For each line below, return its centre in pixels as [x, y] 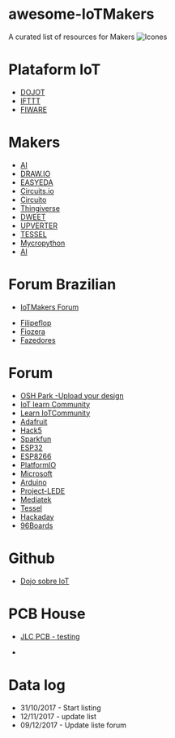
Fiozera [33, 332]
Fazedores [38, 340]
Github [32, 558]
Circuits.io [37, 191]
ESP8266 [36, 456]
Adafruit [34, 421]
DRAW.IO [35, 174]
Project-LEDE [43, 490]
